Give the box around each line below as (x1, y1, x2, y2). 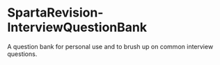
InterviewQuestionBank (7, 19, 148, 35)
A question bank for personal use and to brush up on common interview (7, 42, 214, 50)
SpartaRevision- (7, 5, 104, 21)
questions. (7, 50, 38, 58)
